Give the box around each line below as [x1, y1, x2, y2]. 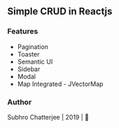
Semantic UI [17, 57, 53, 66]
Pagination [17, 42, 49, 51]
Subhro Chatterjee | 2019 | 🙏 [7, 113, 90, 121]
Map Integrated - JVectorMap [17, 80, 104, 88]
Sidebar [17, 64, 41, 73]
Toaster [17, 50, 40, 58]
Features [7, 27, 38, 36]
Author [7, 97, 32, 107]
